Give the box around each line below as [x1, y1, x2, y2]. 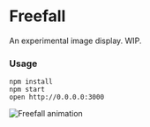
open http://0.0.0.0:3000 [9, 93, 104, 102]
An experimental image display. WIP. [9, 35, 142, 46]
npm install [9, 78, 53, 86]
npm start [9, 86, 46, 94]
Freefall [9, 6, 66, 26]
